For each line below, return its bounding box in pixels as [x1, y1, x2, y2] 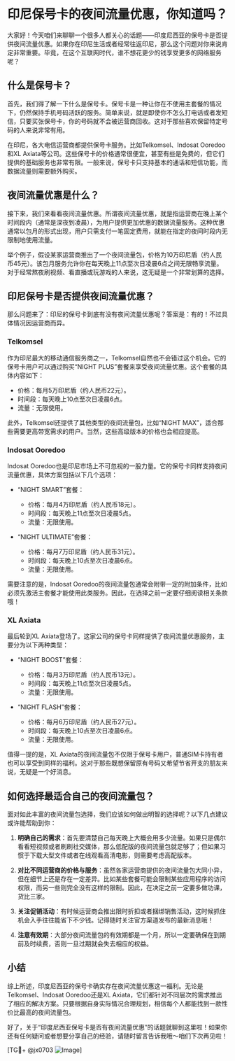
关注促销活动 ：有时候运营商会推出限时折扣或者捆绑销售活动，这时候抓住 [17, 907, 226, 915]
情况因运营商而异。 [13, 319, 69, 328]
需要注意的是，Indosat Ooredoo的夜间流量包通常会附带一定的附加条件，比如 [7, 579, 227, 588]
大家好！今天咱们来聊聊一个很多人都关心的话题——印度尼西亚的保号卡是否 [7, 31, 222, 39]
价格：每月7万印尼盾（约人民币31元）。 [27, 547, 139, 556]
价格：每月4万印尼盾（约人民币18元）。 [27, 500, 140, 508]
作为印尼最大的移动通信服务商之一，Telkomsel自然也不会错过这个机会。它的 [7, 353, 227, 362]
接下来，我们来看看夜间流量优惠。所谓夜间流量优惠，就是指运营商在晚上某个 [7, 209, 228, 218]
